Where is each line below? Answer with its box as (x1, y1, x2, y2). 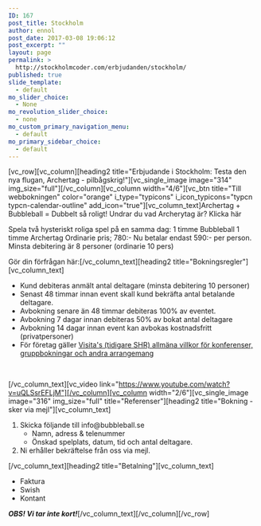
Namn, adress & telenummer (31, 429, 126, 438)
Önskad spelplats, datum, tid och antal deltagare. (31, 438, 193, 447)
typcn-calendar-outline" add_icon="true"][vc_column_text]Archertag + (8, 201, 241, 210)
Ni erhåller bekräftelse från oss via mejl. (19, 446, 151, 455)
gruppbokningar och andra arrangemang (19, 348, 154, 359)
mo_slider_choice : (8, 93, 69, 101)
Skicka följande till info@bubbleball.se (19, 420, 145, 430)
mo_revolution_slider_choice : (8, 108, 109, 116)
